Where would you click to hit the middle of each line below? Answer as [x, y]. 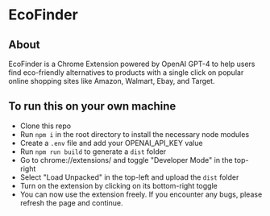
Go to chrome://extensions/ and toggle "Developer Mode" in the [126, 160]
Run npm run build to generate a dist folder [93, 152]
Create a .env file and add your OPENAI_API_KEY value [111, 143]
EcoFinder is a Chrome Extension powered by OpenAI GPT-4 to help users [132, 64]
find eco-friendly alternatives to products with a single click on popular [126, 73]
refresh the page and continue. [71, 202]
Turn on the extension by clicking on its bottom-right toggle [118, 185]
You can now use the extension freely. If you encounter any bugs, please [141, 194]
